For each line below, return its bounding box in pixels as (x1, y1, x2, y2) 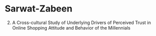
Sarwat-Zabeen (5, 3, 73, 14)
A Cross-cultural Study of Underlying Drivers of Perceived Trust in (12, 19, 151, 25)
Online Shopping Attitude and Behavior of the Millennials (12, 24, 131, 30)
